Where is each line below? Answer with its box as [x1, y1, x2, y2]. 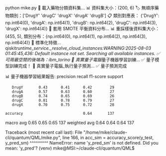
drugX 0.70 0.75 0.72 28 [11, 102, 114, 107]
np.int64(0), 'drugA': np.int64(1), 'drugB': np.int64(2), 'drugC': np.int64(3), [5, 20, 158, 25]
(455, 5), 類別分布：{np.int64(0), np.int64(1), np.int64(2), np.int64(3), [5, 33, 147, 39]
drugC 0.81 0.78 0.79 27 [11, 98, 114, 103]
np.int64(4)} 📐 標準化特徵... [5, 40, 61, 45]
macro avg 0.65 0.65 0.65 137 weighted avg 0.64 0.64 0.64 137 [5, 120, 134, 126]
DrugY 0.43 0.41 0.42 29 [11, 85, 114, 90]
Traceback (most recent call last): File [5, 129, 83, 135]
